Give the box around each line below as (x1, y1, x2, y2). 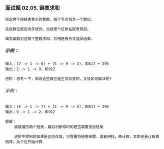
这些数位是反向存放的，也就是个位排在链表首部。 (5, 26, 91, 32)
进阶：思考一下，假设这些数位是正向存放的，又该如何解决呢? (5, 76, 112, 81)
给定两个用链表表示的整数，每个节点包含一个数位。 (5, 17, 95, 22)
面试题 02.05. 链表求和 (5, 4, 60, 11)
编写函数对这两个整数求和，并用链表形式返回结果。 (5, 36, 95, 41)
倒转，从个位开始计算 (5, 139, 42, 144)
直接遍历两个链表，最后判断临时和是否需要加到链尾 (14, 124, 104, 129)
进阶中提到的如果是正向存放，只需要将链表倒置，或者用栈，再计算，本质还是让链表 (14, 134, 159, 139)
